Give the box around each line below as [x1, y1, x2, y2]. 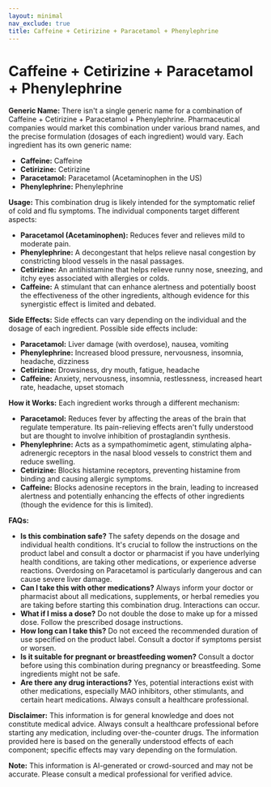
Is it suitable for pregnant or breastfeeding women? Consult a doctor [19, 652, 255, 661]
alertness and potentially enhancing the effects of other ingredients [19, 491, 245, 501]
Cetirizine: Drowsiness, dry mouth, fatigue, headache [19, 366, 200, 375]
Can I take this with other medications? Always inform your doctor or [19, 583, 253, 592]
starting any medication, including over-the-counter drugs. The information [8, 728, 259, 738]
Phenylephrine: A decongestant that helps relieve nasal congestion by [19, 248, 256, 258]
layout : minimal [8, 11, 63, 20]
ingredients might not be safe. [19, 669, 121, 679]
